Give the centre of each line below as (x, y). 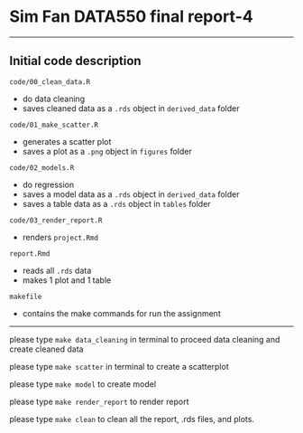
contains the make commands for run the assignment (121, 313)
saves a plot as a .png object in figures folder (107, 151)
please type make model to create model (83, 384)
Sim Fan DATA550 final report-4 (132, 17)
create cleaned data (46, 349)
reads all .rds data (57, 270)
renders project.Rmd (60, 237)
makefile (26, 297)
